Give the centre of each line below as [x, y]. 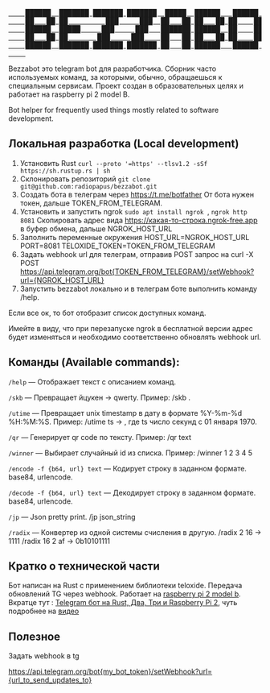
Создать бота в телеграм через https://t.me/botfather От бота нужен [137, 194]
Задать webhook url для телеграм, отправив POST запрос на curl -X [137, 254]
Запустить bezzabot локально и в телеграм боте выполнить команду [139, 288]
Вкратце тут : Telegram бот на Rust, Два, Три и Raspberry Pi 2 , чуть [123, 603]
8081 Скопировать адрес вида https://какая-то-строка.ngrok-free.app [139, 220]
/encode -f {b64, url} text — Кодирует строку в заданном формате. [128, 468]
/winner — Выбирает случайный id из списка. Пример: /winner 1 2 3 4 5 [131, 453]
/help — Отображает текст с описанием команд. [92, 382]
